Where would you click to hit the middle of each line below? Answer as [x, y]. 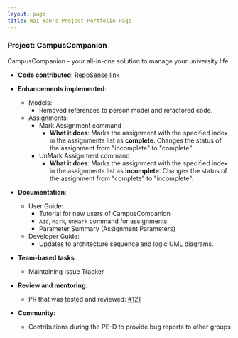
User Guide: [46, 206]
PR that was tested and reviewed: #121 [84, 299]
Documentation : [42, 192]
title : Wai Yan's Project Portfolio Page [70, 21]
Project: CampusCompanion [58, 46]
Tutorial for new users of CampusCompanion [104, 213]
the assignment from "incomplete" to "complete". [121, 148]
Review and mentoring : [53, 285]
